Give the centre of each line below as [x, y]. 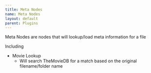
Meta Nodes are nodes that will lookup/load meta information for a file [76, 37]
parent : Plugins [22, 23]
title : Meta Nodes [24, 9]
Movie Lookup [27, 56]
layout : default [22, 18]
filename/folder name [41, 66]
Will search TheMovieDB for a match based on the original [78, 61]
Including [14, 46]
